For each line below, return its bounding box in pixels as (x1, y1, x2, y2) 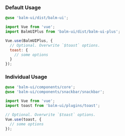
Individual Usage (5, 73, 47, 80)
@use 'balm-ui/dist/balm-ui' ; (5, 16, 69, 21)
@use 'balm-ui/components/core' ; (5, 85, 76, 90)
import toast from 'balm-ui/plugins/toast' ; (5, 103, 100, 108)
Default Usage (5, 4, 41, 11)
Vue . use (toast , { (5, 117, 42, 122)
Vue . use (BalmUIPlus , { (5, 38, 53, 43)
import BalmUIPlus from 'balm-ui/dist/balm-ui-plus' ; (5, 29, 121, 34)
